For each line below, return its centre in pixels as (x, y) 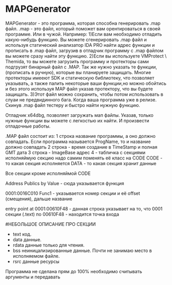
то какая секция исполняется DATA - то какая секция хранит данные (81, 163)
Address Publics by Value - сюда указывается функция (65, 183)
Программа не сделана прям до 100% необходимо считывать (74, 271)
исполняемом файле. (36, 256)
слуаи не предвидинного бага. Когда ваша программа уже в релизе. (81, 100)
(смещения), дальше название (39, 199)
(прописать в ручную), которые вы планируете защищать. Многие (78, 72)
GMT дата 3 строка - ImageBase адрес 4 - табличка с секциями (75, 152)
